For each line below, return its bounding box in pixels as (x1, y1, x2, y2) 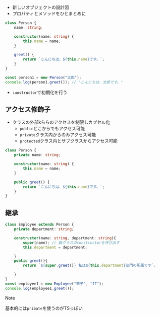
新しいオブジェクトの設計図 (12, 4, 69, 10)
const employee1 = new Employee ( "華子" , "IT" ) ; (5, 281, 104, 286)
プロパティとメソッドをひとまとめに (12, 10, 86, 16)
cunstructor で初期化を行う (12, 89, 68, 95)
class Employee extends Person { (5, 222, 74, 227)
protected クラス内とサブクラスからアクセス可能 (19, 138, 118, 144)
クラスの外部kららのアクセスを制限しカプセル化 (12, 119, 110, 125)
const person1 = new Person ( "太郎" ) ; (5, 75, 82, 80)
